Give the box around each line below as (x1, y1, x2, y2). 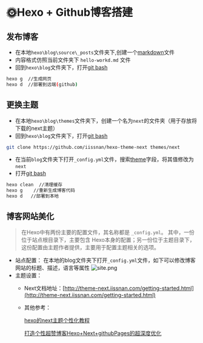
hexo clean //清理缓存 (6, 182, 62, 188)
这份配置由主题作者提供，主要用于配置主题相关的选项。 (21, 243, 159, 251)
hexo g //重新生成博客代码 (6, 188, 76, 194)
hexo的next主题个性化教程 (24, 316, 90, 324)
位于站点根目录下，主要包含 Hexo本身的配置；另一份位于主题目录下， (21, 236, 195, 243)
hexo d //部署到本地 (6, 193, 59, 200)
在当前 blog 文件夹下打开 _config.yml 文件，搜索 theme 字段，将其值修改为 (15, 155, 194, 163)
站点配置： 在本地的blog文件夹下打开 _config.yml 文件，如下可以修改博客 (15, 256, 196, 264)
